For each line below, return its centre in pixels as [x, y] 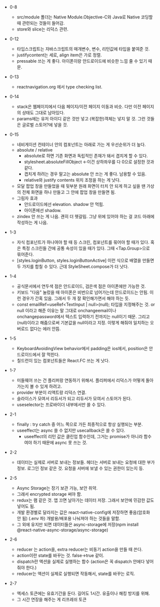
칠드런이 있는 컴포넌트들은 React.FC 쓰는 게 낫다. [63, 361]
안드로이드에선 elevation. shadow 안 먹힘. [64, 204]
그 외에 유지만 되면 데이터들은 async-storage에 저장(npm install [78, 524]
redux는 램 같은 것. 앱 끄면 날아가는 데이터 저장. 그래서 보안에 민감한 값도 [86, 500]
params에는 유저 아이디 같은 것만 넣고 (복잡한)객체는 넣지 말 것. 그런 [81, 119]
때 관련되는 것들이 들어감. [41, 23]
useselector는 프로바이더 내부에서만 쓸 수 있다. [61, 405]
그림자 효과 [27, 198]
